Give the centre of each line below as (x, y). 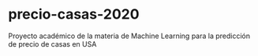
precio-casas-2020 (74, 14)
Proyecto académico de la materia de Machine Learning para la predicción (129, 36)
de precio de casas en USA (52, 44)
